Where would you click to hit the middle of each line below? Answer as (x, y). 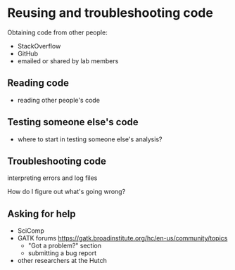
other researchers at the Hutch (62, 261)
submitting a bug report (62, 253)
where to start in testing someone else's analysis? (90, 139)
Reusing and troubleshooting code (110, 13)
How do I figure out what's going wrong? (66, 192)
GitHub (28, 53)
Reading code (38, 83)
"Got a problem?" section (65, 246)
